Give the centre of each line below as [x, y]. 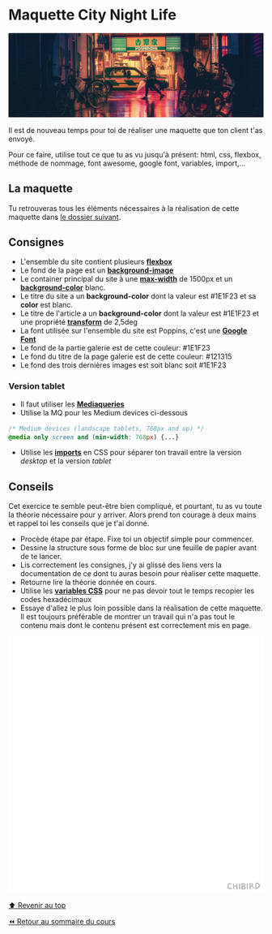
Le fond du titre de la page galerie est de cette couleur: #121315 [126, 357]
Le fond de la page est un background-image [97, 270]
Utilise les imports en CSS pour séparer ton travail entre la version [131, 453]
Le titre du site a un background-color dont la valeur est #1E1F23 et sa [138, 296]
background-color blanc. [63, 288]
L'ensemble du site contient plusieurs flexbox [96, 262]
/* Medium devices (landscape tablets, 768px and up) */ [106, 428]
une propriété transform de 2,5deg [79, 322]
